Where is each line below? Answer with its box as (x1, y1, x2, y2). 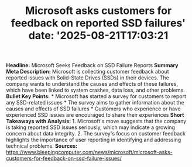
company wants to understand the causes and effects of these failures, (6, 81, 179, 88)
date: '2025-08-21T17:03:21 (28, 29, 169, 42)
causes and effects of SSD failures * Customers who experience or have (6, 105, 181, 112)
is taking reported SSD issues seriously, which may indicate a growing (6, 124, 176, 131)
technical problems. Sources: (6, 142, 78, 149)
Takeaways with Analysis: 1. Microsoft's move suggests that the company (6, 118, 187, 125)
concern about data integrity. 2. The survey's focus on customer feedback (6, 130, 186, 137)
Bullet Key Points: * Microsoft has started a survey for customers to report (6, 93, 186, 100)
